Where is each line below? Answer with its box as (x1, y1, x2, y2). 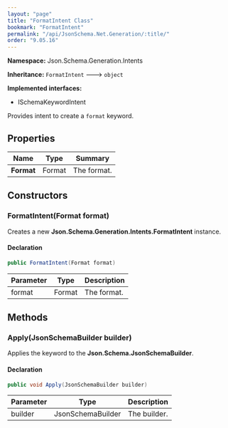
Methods (7, 311, 48, 324)
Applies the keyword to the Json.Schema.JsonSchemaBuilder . (7, 349, 194, 357)
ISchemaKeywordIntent (17, 98, 87, 107)
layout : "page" (7, 10, 53, 18)
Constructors (7, 189, 68, 202)
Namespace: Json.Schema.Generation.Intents (7, 56, 143, 65)
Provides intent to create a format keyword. (7, 112, 134, 120)
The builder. (127, 409, 168, 419)
